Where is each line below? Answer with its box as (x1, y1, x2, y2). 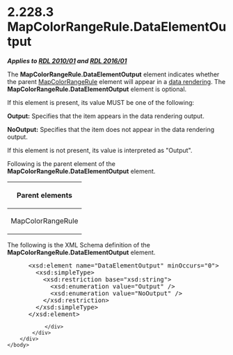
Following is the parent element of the (7, 159, 116, 167)
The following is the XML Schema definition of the (7, 240, 151, 249)
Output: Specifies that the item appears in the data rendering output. (7, 112, 205, 120)
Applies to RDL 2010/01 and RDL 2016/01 (7, 56, 127, 65)
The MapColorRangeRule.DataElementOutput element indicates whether (7, 70, 220, 79)
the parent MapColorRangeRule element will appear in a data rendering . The (7, 77, 226, 85)
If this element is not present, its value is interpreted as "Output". (7, 146, 193, 154)
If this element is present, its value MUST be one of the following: (7, 98, 195, 106)
